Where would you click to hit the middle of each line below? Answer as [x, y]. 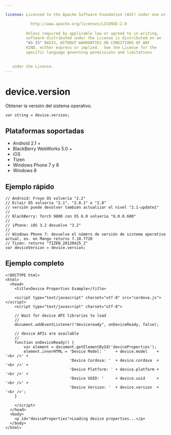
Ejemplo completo [35, 264]
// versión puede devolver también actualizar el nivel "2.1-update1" [82, 208]
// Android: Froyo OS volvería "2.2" [46, 199]
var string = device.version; [38, 115]
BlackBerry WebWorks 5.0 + [42, 149]
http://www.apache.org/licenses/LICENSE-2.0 [79, 24]
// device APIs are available [47, 334]
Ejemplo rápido [30, 187]
